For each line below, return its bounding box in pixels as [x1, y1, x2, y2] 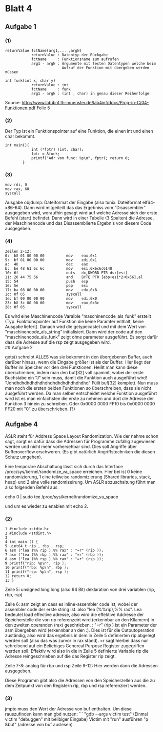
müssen [5, 70, 19, 74]
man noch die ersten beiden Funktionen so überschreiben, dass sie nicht [5, 385, 151, 391]
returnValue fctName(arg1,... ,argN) [5, 48, 82, 53]
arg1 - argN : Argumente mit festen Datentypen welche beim [31, 61, 156, 66]
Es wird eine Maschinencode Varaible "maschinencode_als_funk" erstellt [5, 313, 151, 319]
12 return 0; [5, 573, 32, 578]
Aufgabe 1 [5, 23, 37, 31]
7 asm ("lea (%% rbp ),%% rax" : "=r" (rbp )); [5, 552, 104, 557]
